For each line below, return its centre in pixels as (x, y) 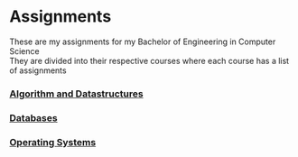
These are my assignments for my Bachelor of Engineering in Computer (143, 42)
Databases (33, 117)
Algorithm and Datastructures (76, 94)
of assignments (38, 70)
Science (24, 51)
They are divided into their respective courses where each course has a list (149, 60)
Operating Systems (53, 142)
